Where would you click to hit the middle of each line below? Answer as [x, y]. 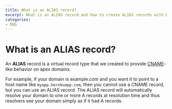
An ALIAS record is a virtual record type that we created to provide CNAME [85, 64]
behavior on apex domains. [42, 69]
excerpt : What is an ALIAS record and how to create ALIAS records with [84, 15]
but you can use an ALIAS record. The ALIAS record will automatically [79, 90]
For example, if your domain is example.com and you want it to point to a [82, 79]
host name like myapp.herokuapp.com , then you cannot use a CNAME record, [85, 84]
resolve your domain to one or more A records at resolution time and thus [83, 96]
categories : [18, 19]
